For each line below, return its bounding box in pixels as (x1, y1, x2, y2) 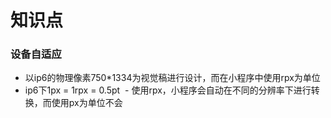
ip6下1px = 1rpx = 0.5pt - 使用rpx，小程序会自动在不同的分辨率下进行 (24, 84, 312, 96)
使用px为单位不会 (51, 97, 123, 109)
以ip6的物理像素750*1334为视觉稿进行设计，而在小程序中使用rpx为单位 (24, 72, 321, 84)
